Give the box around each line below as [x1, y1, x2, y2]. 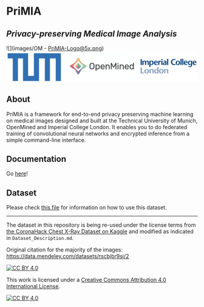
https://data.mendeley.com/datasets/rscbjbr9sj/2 [6, 253, 129, 260]
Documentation [6, 153, 67, 164]
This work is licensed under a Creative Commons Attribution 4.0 [6, 276, 167, 284]
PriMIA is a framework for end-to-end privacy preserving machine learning [6, 110, 194, 118]
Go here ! [6, 170, 29, 177]
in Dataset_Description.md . [6, 235, 74, 242]
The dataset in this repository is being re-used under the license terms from [6, 221, 196, 229]
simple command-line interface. [6, 136, 86, 144]
